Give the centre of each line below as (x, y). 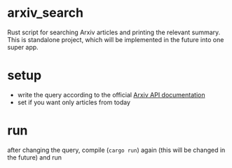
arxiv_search (46, 13)
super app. (23, 47)
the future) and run (34, 157)
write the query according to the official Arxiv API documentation (111, 94)
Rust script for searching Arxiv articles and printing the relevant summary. (114, 32)
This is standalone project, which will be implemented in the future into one (116, 39)
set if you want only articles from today (74, 102)
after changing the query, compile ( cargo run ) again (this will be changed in (116, 150)
